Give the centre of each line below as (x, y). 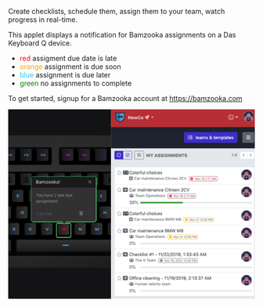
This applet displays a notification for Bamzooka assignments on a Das (122, 35)
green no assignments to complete (76, 83)
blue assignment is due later (65, 75)
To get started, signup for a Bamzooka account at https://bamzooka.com (125, 98)
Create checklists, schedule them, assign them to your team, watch (117, 11)
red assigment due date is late (68, 58)
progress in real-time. (43, 20)
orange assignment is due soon (70, 67)
